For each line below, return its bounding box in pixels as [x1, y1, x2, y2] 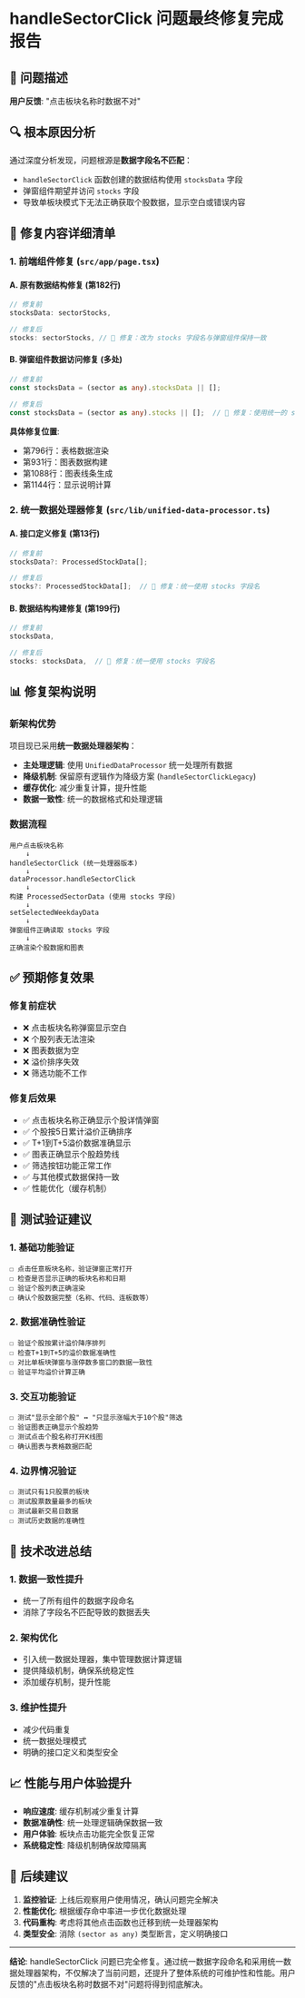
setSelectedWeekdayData [9, 908, 100, 917]
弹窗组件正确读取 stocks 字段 [9, 925, 111, 935]
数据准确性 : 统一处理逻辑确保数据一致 [22, 1816, 163, 1827]
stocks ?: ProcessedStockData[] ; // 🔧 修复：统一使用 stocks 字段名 [9, 582, 261, 591]
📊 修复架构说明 [9, 684, 97, 700]
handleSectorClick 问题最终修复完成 [9, 8, 284, 29]
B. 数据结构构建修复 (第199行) [9, 603, 121, 614]
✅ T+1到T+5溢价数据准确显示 [22, 1137, 132, 1148]
